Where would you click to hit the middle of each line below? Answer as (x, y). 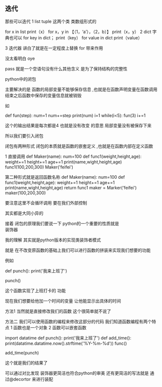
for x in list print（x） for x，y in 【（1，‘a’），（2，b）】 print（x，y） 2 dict (78, 32)
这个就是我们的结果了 (26, 363)
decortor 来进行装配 (33, 379)
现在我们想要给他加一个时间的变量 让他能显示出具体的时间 (63, 301)
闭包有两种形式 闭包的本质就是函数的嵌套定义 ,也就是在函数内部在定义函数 (79, 146)
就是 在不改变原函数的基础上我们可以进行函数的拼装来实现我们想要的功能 (78, 250)
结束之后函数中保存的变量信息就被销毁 (43, 95)
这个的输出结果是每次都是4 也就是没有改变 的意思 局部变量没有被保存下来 (78, 125)
